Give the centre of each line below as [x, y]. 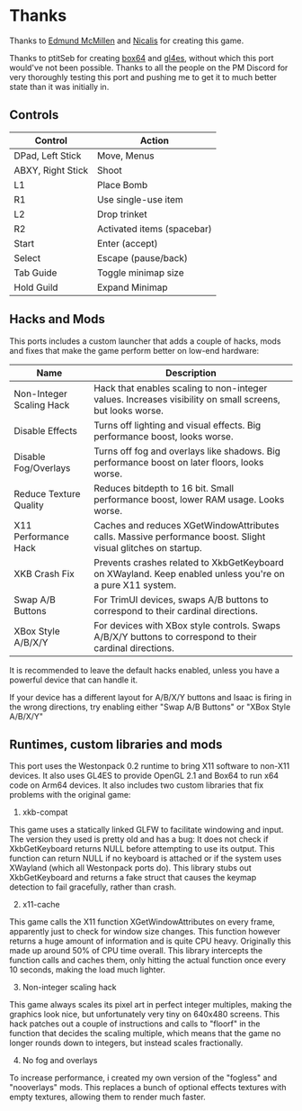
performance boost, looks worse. [164, 436]
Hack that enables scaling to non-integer [181, 388]
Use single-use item [141, 199]
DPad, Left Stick [48, 156]
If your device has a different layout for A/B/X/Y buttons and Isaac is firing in [151, 697]
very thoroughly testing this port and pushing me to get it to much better [143, 77]
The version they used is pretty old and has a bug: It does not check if [139, 839]
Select [27, 257]
